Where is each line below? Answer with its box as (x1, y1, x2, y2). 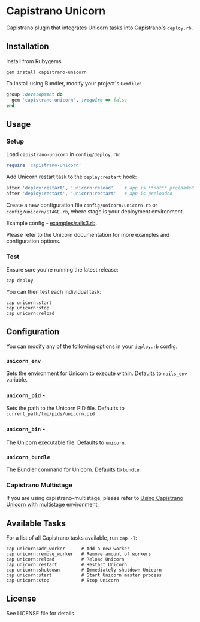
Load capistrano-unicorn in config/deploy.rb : (6, 151, 120, 158)
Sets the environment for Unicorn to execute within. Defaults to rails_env (6, 370, 187, 377)
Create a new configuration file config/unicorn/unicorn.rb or (6, 201, 157, 209)
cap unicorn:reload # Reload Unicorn (6, 556, 125, 563)
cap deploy (6, 278, 34, 284)
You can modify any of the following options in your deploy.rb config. (6, 343, 178, 350)
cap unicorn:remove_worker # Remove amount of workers (6, 551, 151, 557)
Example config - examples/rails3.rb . (6, 219, 98, 227)
